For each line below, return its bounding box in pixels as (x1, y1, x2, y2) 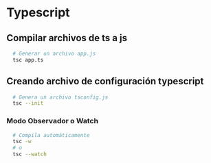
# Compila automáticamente (12, 131, 90, 138)
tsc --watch (12, 151, 47, 158)
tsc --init (12, 100, 44, 107)
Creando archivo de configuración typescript (6, 75, 204, 87)
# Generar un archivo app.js (12, 50, 96, 57)
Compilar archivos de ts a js (6, 32, 128, 44)
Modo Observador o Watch (6, 116, 99, 126)
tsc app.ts (12, 56, 44, 63)
